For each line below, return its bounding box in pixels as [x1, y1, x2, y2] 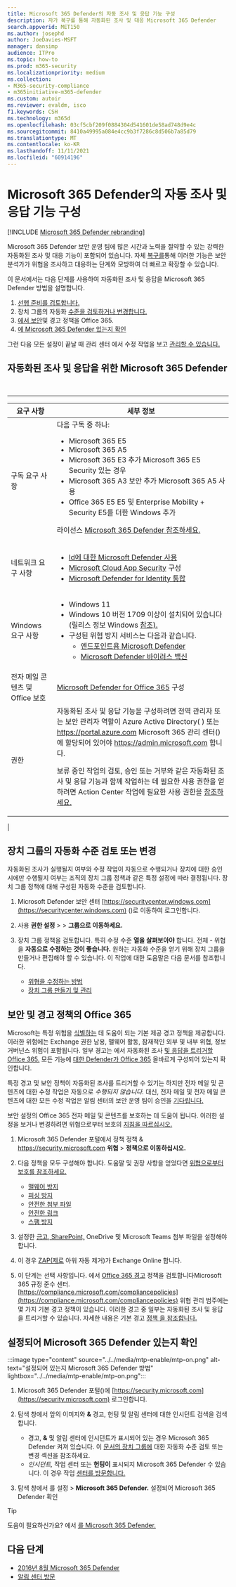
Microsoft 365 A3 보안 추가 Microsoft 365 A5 [68, 476, 217, 486]
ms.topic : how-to [7, 56, 58, 63]
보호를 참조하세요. [17, 1167, 67, 1176]
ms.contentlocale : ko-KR [7, 141, 80, 148]
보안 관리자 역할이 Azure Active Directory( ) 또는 [65, 716, 220, 726]
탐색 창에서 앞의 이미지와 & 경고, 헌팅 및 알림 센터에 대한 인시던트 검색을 [17, 1410, 214, 1418]
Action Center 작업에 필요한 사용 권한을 [78, 786, 202, 796]
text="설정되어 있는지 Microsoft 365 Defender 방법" [7, 1364, 154, 1373]
